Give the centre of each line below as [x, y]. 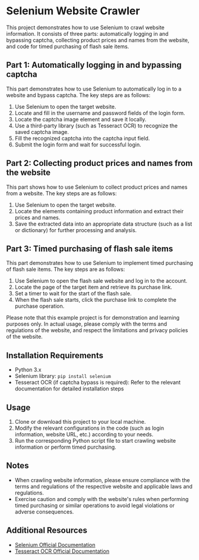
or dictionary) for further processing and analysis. [76, 230]
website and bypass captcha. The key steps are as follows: [78, 95]
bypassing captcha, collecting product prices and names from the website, [98, 40]
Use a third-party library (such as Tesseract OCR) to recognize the [96, 126]
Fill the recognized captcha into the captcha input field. [82, 138]
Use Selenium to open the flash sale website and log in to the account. [101, 281]
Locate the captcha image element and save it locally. [80, 119]
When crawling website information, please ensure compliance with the [102, 480]
